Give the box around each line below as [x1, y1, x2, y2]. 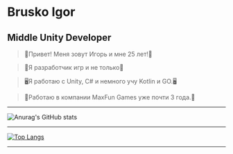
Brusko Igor [7, 4, 76, 20]
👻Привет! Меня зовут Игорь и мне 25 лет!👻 [24, 50, 153, 58]
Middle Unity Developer [7, 32, 112, 44]
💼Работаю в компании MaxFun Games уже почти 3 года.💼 [24, 93, 196, 101]
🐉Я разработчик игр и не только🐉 [24, 64, 124, 71]
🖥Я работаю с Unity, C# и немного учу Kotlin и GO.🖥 [24, 77, 177, 85]
